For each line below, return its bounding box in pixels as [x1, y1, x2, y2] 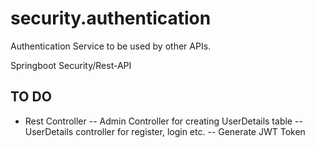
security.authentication [10, 7, 212, 30]
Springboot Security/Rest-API [10, 59, 132, 71]
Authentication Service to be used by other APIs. [10, 40, 212, 52]
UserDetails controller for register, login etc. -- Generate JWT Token [24, 125, 306, 137]
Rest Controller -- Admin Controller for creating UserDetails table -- [24, 115, 303, 127]
